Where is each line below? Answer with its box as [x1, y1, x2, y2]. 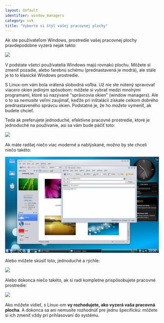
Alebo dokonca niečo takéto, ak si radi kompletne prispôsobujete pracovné [5, 277, 156, 283]
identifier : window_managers [5, 13, 64, 18]
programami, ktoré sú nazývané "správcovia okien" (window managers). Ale [5, 92, 159, 98]
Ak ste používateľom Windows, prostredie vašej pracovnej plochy [5, 37, 137, 43]
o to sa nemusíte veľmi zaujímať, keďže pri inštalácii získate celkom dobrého [5, 98, 159, 103]
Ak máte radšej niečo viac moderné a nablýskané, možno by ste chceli [5, 142, 147, 148]
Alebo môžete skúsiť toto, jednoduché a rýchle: [5, 258, 100, 263]
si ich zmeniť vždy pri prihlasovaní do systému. [5, 312, 100, 318]
